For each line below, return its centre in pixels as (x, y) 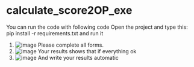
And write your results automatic (79, 57)
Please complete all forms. (71, 45)
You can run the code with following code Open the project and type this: (97, 27)
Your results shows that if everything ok (87, 51)
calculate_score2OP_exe (69, 10)
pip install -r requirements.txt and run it (55, 33)
